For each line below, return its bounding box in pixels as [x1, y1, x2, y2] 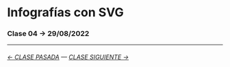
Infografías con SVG [7, 5, 125, 20]
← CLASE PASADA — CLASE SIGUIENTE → [7, 53, 129, 62]
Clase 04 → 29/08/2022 [7, 29, 90, 39]
